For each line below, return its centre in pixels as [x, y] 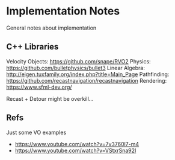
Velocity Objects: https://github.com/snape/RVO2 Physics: [79, 61]
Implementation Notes [63, 11]
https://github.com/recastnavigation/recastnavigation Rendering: [87, 80]
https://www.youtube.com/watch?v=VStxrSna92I [75, 150]
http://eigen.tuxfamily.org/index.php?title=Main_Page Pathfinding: [88, 74]
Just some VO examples [36, 132]
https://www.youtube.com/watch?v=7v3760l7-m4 [77, 144]
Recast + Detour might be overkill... [50, 98]
